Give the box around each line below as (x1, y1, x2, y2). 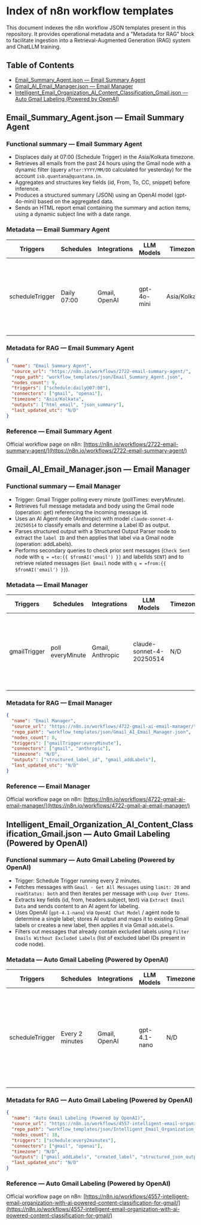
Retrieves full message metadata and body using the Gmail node (14, 502, 175, 509)
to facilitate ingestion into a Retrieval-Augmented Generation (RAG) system (6, 36, 191, 44)
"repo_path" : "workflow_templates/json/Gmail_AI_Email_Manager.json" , (11, 729, 191, 735)
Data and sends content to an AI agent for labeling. (14, 902, 140, 909)
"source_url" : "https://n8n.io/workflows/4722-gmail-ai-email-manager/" (11, 723, 197, 729)
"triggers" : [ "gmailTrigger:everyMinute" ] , (11, 740, 121, 746)
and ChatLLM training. (6, 43, 61, 50)
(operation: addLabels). (14, 540, 73, 548)
